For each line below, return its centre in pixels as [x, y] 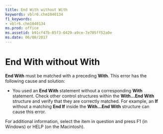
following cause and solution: [35, 81]
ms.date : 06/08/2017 [27, 38]
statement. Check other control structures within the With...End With [83, 96]
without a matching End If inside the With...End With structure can [81, 106]
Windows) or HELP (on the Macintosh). [45, 127]
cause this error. [29, 112]
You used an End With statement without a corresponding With [77, 90]
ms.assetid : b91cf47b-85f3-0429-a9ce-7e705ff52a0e [59, 33]
